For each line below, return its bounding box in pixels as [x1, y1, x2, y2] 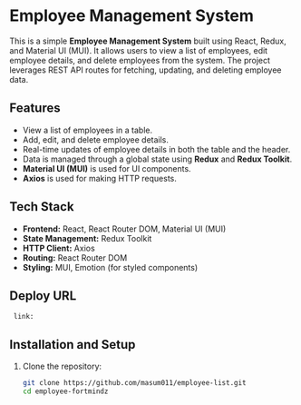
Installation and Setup [9, 337, 136, 352]
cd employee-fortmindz [22, 387, 109, 396]
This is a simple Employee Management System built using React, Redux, [9, 35, 287, 46]
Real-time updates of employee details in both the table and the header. [22, 143, 291, 154]
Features [9, 101, 61, 116]
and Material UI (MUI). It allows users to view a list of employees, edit [9, 44, 268, 55]
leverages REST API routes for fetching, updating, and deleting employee [9, 64, 282, 75]
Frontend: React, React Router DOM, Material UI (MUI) [22, 223, 227, 234]
